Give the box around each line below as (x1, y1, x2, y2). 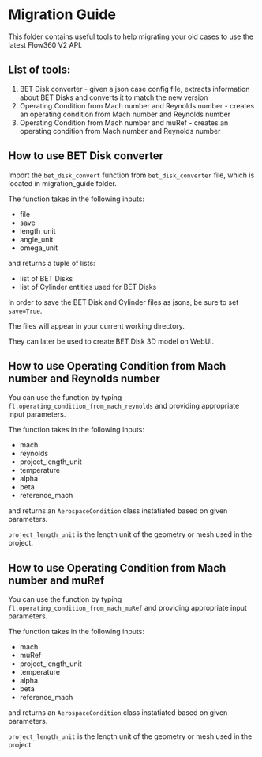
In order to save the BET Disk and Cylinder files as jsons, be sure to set (8, 297, 239, 306)
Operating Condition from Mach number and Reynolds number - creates (19, 101, 255, 110)
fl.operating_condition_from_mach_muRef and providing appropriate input (8, 603, 247, 613)
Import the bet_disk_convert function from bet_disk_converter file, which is (8, 170, 255, 180)
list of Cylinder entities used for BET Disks (19, 282, 157, 291)
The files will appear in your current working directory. (8, 321, 185, 330)
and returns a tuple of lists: (8, 258, 96, 268)
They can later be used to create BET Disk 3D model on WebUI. (8, 337, 215, 346)
